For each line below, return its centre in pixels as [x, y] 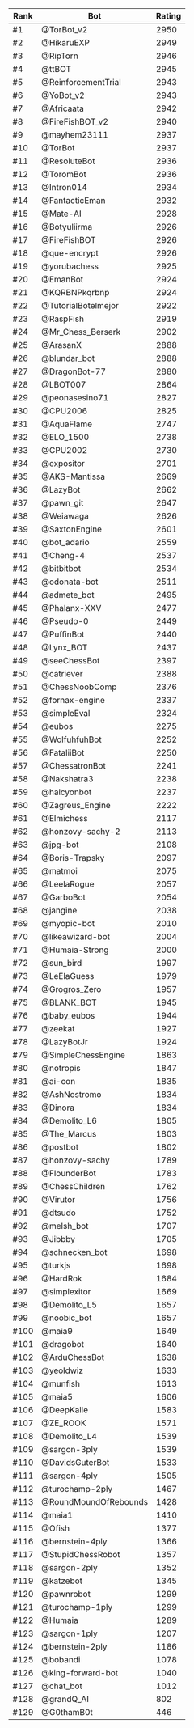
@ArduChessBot [73, 1357]
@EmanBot [63, 280]
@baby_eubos [68, 1016]
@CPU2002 [65, 450]
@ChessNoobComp [79, 687]
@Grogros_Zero [72, 989]
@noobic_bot [67, 1318]
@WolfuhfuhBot [72, 739]
